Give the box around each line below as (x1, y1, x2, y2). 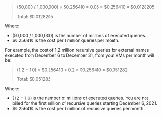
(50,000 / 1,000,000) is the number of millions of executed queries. (12, 33, 146, 38)
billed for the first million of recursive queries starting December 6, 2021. (12, 100, 158, 106)
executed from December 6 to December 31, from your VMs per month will (5, 52, 154, 58)
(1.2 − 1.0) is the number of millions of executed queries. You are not (12, 95, 149, 101)
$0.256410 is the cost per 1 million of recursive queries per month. (12, 106, 145, 111)
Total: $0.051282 (16, 77, 51, 82)
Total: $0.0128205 (16, 14, 53, 19)
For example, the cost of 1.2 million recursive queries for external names (5, 47, 149, 53)
